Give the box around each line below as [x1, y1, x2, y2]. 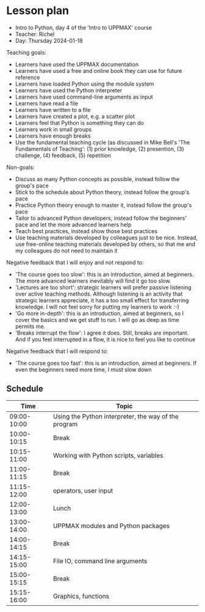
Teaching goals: [6, 48, 47, 56]
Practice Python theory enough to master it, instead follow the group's [15, 201, 192, 209]
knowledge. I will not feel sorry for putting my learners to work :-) [15, 303, 180, 310]
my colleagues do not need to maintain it [15, 247, 118, 254]
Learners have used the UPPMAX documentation [15, 61, 139, 68]
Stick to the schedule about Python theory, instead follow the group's [15, 188, 190, 196]
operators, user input [52, 486, 113, 494]
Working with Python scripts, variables [52, 451, 164, 460]
